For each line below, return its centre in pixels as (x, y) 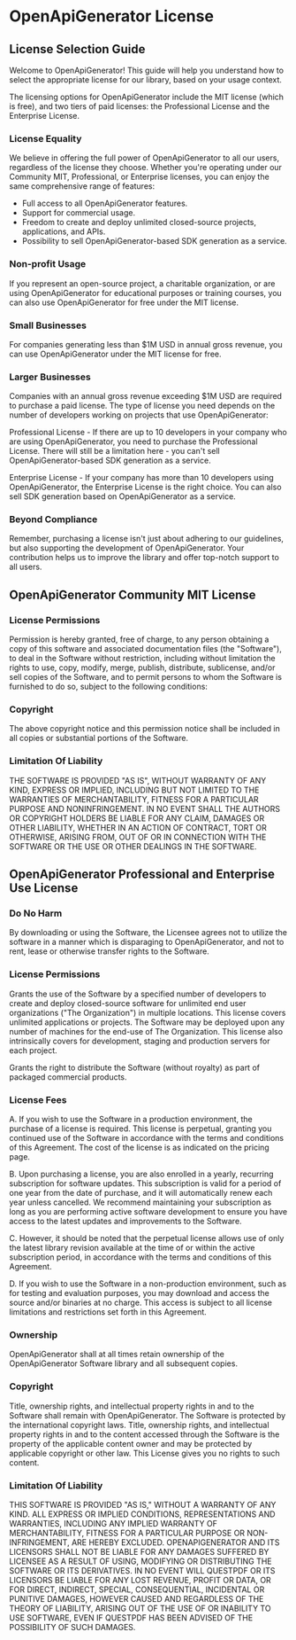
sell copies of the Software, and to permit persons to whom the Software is (146, 677)
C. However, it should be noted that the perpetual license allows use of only (147, 1238)
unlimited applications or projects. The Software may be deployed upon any (147, 1022)
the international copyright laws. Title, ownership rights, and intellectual (139, 1425)
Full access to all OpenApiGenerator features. (105, 203)
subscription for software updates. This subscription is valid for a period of (145, 1183)
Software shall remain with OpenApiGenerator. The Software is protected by (148, 1415)
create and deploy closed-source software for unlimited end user (128, 1003)
